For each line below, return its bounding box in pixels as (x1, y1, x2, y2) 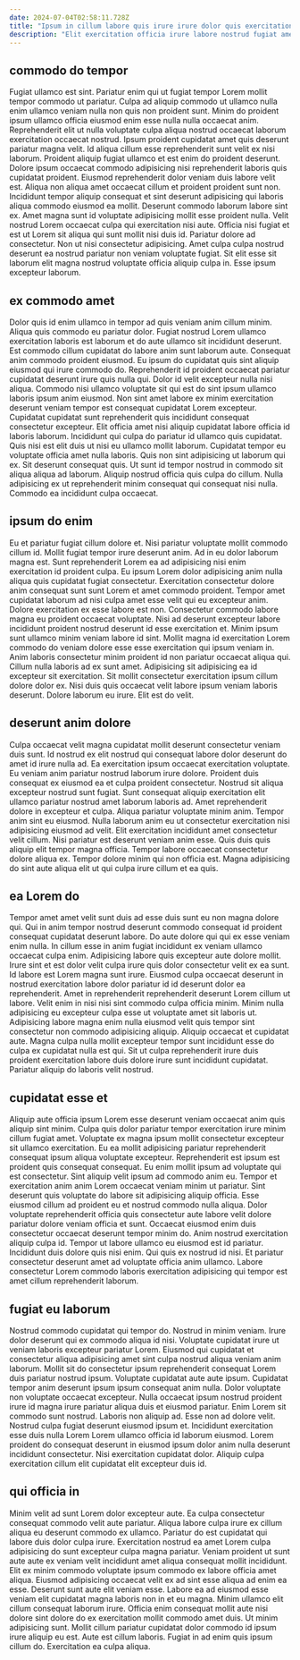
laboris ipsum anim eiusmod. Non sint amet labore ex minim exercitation (9, 393, 274, 403)
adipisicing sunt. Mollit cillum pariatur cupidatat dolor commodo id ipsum (9, 1622, 277, 1632)
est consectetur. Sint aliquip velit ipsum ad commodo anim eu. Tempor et (9, 1171, 278, 1181)
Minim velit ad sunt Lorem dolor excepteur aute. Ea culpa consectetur (9, 1508, 265, 1519)
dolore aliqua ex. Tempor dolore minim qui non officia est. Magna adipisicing (9, 853, 290, 864)
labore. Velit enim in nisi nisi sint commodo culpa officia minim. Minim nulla (9, 998, 284, 1009)
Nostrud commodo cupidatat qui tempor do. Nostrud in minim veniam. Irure (9, 1325, 287, 1336)
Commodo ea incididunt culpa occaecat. (9, 488, 159, 498)
